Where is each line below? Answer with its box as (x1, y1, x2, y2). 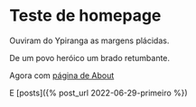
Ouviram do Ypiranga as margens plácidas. (9, 35, 170, 46)
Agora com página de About (9, 69, 115, 81)
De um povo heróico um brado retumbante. (9, 52, 170, 63)
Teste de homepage (9, 5, 162, 26)
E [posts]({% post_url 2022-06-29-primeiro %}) (9, 87, 188, 98)
